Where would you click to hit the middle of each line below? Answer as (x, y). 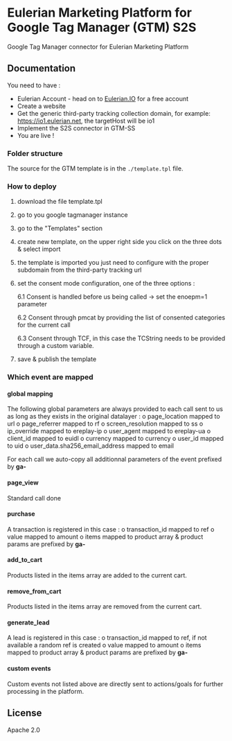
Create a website (41, 106)
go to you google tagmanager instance (72, 215)
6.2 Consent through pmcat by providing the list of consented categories (121, 317)
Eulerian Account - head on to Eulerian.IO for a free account (103, 98)
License (25, 713)
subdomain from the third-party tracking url (79, 270)
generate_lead (28, 622)
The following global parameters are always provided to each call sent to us (115, 409)
